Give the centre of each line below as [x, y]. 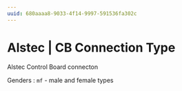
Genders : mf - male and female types [60, 80]
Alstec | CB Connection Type [91, 47]
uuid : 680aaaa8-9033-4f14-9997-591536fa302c [72, 13]
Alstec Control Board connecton [53, 67]
